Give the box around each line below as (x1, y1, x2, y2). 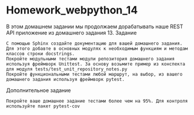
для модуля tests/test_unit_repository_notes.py (6, 66, 128, 72)
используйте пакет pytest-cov (6, 103, 81, 109)
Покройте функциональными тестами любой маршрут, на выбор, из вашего (6, 71, 183, 77)
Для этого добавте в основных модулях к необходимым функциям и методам (6, 45, 188, 52)
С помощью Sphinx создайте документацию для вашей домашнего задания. (6, 40, 183, 46)
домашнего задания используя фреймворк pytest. (6, 76, 125, 82)
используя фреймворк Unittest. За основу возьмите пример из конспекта (6, 61, 185, 67)
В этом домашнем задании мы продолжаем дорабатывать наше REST (6, 23, 183, 30)
